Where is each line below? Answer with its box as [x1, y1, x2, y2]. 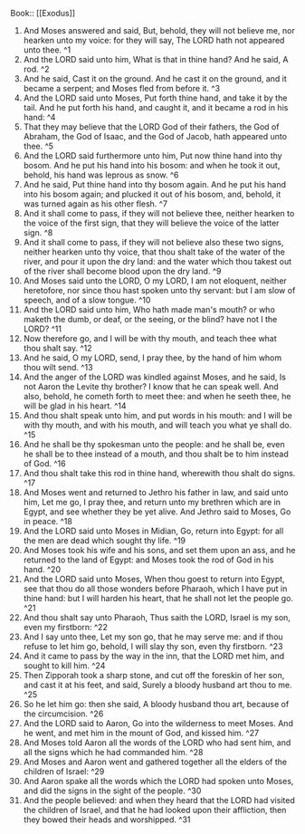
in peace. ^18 [23, 516, 73, 526]
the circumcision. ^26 [23, 708, 104, 719]
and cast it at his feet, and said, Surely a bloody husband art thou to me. [23, 679, 292, 690]
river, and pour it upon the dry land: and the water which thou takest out [23, 256, 292, 266]
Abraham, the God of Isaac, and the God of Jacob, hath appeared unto [23, 131, 288, 141]
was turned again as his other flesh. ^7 [23, 198, 168, 209]
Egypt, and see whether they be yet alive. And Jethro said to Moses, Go [23, 506, 291, 517]
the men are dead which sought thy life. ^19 [23, 535, 186, 546]
